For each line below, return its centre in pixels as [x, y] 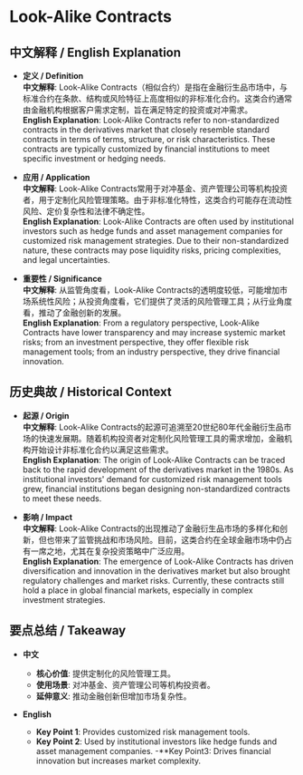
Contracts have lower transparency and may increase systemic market [154, 332]
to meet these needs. [62, 498]
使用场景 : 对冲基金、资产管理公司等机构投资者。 [125, 684]
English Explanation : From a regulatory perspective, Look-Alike [141, 323]
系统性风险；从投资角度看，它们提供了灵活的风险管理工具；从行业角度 [161, 301]
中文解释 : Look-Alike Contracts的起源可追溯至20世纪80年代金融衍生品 [153, 427]
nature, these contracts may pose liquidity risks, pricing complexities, [152, 250]
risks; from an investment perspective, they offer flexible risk [136, 342]
